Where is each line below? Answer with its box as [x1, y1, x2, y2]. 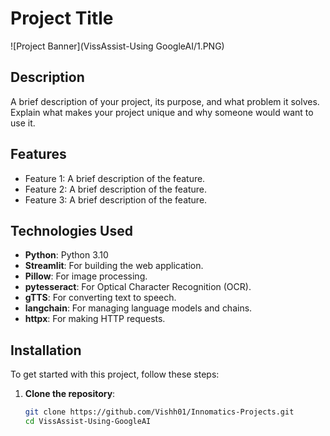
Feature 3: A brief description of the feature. [24, 193, 208, 206]
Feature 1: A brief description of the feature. [24, 172, 206, 184]
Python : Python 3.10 [24, 249, 109, 261]
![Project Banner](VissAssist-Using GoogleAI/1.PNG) [10, 40, 225, 52]
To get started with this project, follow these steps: [10, 368, 220, 381]
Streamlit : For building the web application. [24, 260, 204, 272]
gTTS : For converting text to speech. [24, 292, 177, 304]
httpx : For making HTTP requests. [24, 313, 166, 325]
